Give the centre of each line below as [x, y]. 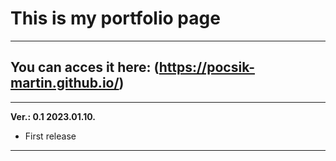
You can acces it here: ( [85, 67]
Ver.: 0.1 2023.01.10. [53, 116]
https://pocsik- [206, 67]
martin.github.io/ [65, 83]
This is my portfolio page [115, 18]
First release [50, 136]
